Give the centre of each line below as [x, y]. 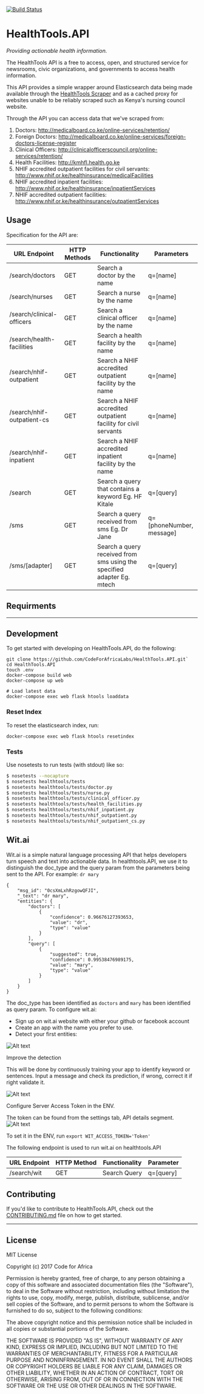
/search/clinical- [33, 314]
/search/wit [26, 1173]
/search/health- [32, 339]
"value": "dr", [69, 922]
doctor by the [116, 275]
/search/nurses [31, 297]
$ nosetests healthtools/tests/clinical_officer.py [73, 798]
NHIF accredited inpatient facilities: [59, 182]
